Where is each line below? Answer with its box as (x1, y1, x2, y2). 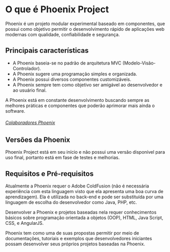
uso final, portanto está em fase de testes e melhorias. (5, 155, 120, 161)
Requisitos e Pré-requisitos (5, 169, 94, 178)
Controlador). (12, 65, 41, 71)
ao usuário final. (12, 87, 47, 93)
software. (5, 108, 26, 114)
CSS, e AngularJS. (5, 220, 44, 226)
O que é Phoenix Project (5, 4, 109, 15)
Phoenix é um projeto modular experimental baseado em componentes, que (5, 20, 165, 27)
